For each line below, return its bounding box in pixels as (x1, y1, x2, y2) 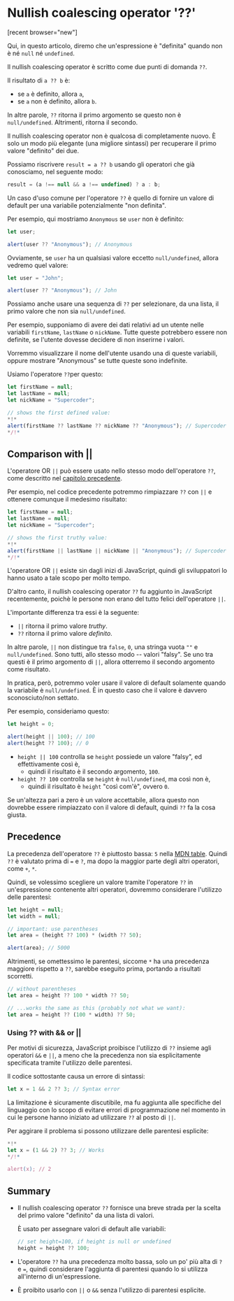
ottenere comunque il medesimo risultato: (7, 495, 128, 504)
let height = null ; (7, 906, 64, 913)
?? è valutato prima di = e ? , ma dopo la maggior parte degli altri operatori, (7, 857, 220, 865)
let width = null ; (7, 913, 61, 920)
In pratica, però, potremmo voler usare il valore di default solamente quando (7, 678, 226, 687)
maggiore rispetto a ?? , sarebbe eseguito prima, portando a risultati (7, 965, 201, 973)
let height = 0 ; (7, 720, 54, 728)
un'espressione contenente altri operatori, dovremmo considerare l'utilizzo (7, 885, 222, 893)
